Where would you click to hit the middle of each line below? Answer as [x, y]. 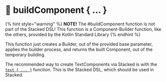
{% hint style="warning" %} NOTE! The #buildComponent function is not [80, 24]
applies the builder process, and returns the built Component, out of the [79, 49]
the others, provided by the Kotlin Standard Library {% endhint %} [73, 34]
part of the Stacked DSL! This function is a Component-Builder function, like [83, 29]
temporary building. [25, 55]
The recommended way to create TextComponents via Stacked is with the [81, 64]
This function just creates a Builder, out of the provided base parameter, [79, 44]
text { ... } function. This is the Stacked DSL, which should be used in [80, 70]
